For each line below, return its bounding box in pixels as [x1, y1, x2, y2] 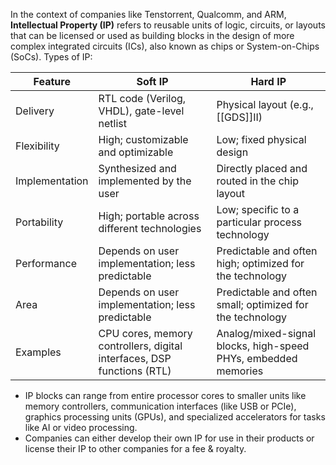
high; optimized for [216, 257, 305, 270]
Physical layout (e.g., [216, 98, 314, 111]
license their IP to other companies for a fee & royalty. [24, 443, 247, 454]
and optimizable [98, 145, 174, 159]
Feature [33, 75, 71, 88]
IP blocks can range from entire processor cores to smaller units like [24, 390, 307, 401]
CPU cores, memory [98, 327, 193, 340]
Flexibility [15, 139, 60, 153]
